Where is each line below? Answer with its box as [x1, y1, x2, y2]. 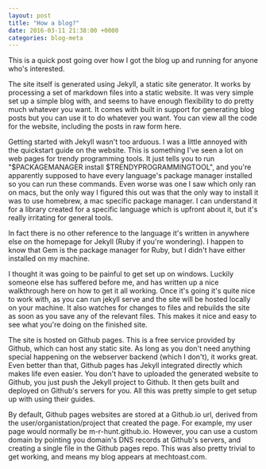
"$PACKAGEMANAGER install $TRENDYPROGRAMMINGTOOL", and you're [8, 162, 252, 172]
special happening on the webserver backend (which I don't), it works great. [8, 352, 258, 362]
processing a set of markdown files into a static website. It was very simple [8, 88, 254, 98]
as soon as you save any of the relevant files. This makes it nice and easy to [8, 312, 256, 321]
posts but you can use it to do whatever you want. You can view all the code [8, 113, 257, 123]
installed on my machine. [8, 254, 90, 263]
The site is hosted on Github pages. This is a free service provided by [8, 335, 236, 345]
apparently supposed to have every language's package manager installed [8, 171, 253, 180]
